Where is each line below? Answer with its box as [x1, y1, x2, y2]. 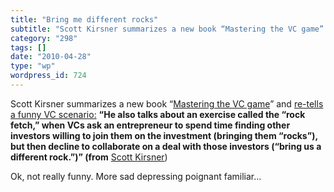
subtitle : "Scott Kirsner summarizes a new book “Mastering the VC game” [10, 24, 325, 34]
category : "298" [10, 33, 78, 43]
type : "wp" [10, 61, 56, 71]
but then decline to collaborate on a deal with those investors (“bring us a [10, 140, 322, 152]
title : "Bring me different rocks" [10, 14, 159, 25]
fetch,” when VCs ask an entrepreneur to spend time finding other [10, 119, 291, 131]
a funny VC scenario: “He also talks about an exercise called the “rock [10, 108, 306, 120]
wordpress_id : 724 [10, 71, 87, 81]
